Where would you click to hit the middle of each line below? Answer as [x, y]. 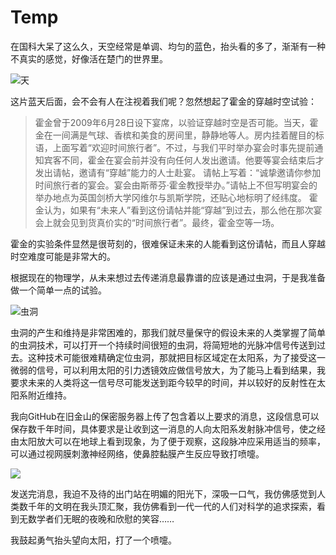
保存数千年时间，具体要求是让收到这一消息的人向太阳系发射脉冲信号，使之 [163, 428]
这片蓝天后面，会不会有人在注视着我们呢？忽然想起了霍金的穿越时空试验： [163, 101]
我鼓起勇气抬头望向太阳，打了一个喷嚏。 [93, 540]
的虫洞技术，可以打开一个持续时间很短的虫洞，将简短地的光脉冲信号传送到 [163, 345]
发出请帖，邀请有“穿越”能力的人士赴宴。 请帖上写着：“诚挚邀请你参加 [178, 172]
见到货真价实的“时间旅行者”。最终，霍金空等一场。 [174, 222]
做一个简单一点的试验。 [58, 290]
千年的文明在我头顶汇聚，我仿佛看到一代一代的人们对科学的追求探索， [172, 506]
